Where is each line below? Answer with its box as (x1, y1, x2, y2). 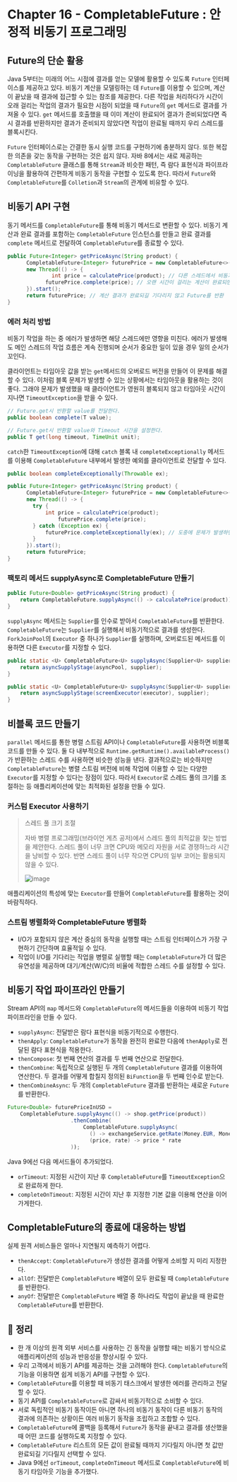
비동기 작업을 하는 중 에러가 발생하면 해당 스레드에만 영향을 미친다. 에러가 (7, 334, 209, 343)
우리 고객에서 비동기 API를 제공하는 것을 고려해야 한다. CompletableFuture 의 (17, 1361, 228, 1370)
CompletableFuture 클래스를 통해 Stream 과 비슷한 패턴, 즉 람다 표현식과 (7, 161, 204, 168)
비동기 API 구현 (7, 201, 71, 213)
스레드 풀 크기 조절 (24, 818, 76, 828)
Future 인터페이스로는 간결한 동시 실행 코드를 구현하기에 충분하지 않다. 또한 (7, 143, 214, 151)
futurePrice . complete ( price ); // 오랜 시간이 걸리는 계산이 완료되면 (44, 279, 231, 286)
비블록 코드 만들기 (7, 717, 80, 729)
